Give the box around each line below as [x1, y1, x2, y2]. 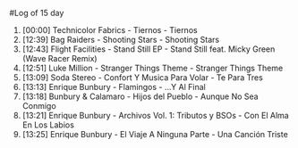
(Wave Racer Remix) [21, 53, 98, 63]
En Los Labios [21, 119, 74, 130]
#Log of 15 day [9, 8, 64, 18]
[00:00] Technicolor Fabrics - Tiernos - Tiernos [21, 25, 199, 35]
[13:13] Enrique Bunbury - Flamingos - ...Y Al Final [21, 82, 206, 92]
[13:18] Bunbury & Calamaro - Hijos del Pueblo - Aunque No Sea [21, 91, 259, 102]
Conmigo [21, 101, 56, 111]
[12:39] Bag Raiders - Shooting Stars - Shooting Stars [21, 35, 220, 45]
